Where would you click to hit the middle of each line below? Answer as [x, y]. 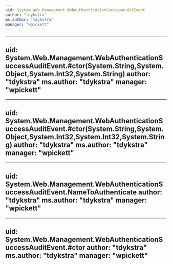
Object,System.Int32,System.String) [65, 74]
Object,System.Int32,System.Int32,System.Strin [85, 137]
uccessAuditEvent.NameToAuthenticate [71, 192]
